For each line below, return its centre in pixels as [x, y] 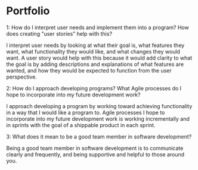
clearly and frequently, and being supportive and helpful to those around [95, 154]
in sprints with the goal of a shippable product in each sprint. [81, 125]
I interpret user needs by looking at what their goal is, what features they [95, 45]
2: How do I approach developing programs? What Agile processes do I [94, 88]
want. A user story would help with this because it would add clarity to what [99, 58]
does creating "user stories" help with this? [59, 33]
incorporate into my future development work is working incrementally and [98, 119]
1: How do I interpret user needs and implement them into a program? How [98, 27]
